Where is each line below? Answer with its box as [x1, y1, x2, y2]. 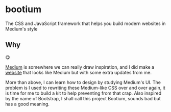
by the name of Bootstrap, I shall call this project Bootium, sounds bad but [5, 95, 161, 101]
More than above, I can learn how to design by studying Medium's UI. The [5, 79, 161, 85]
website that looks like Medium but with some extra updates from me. [5, 69, 152, 75]
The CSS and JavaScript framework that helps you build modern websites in [5, 20, 166, 26]
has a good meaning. [5, 101, 50, 107]
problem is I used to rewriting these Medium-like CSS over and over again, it [5, 85, 166, 91]
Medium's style [5, 25, 38, 32]
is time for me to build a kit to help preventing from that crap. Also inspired [5, 90, 162, 96]
